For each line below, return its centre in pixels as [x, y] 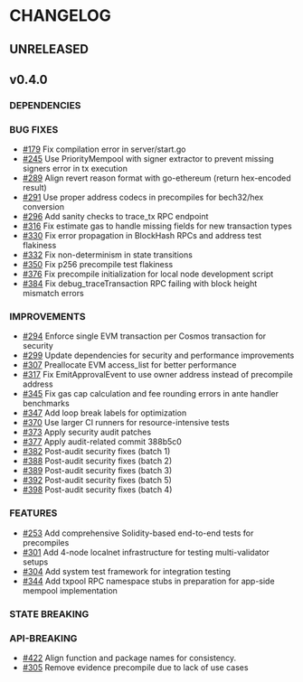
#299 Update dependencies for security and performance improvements [158, 355]
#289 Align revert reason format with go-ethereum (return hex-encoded [156, 178]
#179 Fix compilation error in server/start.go [104, 149]
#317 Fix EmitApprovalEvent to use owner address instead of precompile [158, 375]
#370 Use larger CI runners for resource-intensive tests [126, 423]
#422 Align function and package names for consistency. [129, 658]
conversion [43, 207]
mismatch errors [53, 294]
